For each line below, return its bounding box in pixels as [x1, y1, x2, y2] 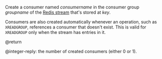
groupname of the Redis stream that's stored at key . [5, 9, 111, 15]
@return [5, 39, 22, 45]
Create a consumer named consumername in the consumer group [5, 4, 139, 10]
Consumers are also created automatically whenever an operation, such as [5, 19, 157, 25]
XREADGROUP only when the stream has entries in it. [5, 29, 106, 35]
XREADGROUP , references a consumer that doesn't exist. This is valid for [5, 24, 147, 30]
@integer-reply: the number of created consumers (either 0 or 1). [5, 49, 137, 54]
